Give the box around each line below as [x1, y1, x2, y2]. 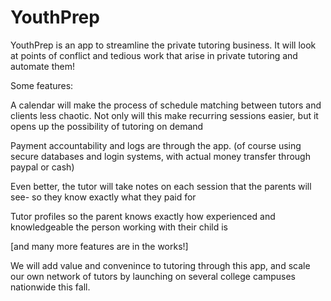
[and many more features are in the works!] [10, 240, 189, 252]
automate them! [10, 60, 75, 72]
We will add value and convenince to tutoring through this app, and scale [10, 259, 311, 271]
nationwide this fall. [10, 281, 91, 293]
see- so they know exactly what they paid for [10, 191, 197, 203]
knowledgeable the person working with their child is [10, 221, 229, 233]
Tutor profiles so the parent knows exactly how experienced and [10, 210, 276, 222]
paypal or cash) [10, 161, 75, 173]
